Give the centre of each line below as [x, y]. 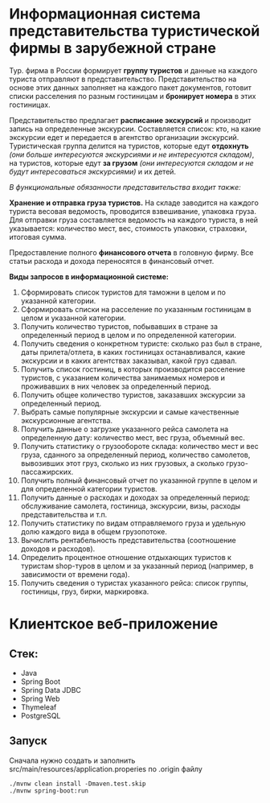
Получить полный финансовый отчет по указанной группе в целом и [139, 480]
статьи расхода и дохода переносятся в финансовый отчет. [112, 261]
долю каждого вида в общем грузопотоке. [94, 531]
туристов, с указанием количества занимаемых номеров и [123, 377]
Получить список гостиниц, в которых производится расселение [133, 369]
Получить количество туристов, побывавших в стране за [119, 326]
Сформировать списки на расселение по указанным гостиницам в [136, 309]
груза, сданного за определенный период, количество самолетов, [135, 455]
